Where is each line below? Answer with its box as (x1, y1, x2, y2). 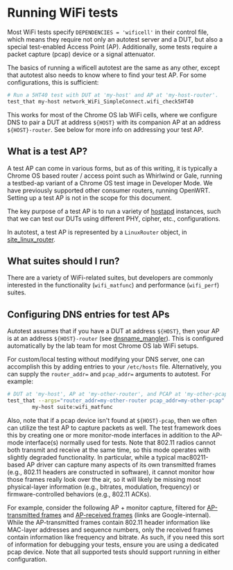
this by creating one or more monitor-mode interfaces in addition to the (7, 430, 210, 439)
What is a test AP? (7, 146, 88, 158)
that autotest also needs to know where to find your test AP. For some (7, 71, 207, 79)
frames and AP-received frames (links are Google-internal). (41, 510, 212, 519)
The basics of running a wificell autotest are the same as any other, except (7, 63, 221, 72)
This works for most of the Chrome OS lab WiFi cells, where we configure (7, 110, 217, 119)
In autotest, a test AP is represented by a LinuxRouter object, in (7, 228, 187, 236)
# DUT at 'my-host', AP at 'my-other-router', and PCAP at (7, 391, 182, 398)
